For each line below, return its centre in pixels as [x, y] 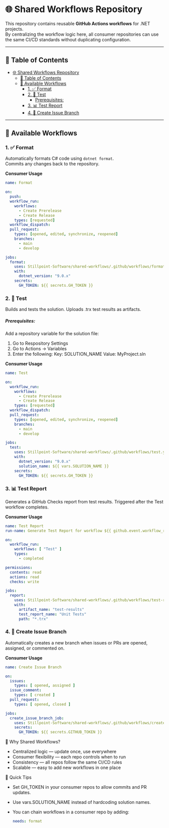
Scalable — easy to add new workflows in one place [67, 768]
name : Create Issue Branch [33, 667]
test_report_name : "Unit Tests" [52, 614]
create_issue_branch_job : [37, 718]
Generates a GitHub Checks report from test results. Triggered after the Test [84, 501]
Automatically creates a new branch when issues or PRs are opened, [76, 643]
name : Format [19, 183]
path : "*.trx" [33, 619]
